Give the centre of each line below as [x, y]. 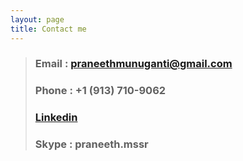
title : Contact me [48, 29]
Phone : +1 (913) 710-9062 [100, 91]
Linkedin [56, 118]
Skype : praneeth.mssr [91, 144]
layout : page [37, 19]
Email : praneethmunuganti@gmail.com [133, 64]
